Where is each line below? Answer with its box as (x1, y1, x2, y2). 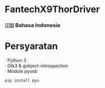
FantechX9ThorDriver (5, 4, 100, 15)
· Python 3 (5, 57, 27, 64)
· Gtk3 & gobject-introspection (5, 63, 68, 69)
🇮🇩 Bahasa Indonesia (5, 22, 61, 29)
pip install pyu (5, 78, 39, 83)
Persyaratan (5, 41, 58, 52)
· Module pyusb (5, 68, 38, 74)
